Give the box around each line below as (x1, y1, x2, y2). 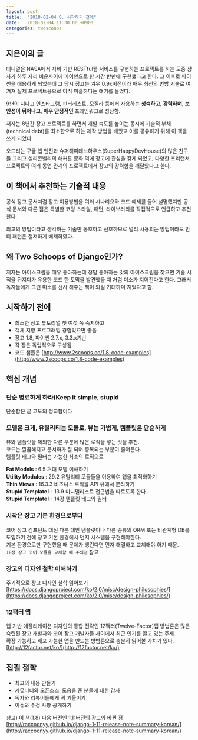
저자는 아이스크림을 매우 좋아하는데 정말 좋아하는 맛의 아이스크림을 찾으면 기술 (6, 269, 186, 276)
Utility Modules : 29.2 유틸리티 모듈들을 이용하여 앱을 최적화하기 (6, 473, 157, 480)
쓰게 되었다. (6, 135, 34, 142)
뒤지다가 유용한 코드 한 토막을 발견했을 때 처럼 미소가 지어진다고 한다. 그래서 (16, 276, 192, 283)
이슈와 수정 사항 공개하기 (14, 702, 72, 709)
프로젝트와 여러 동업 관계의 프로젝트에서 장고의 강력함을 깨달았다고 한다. (6, 162, 171, 169)
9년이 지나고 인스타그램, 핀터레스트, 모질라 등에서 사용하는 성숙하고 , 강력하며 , (6, 100, 184, 107)
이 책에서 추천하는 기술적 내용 (6, 181, 107, 191)
